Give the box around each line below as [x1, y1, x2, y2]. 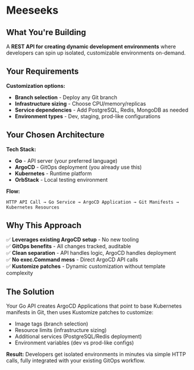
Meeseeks [6, 4, 59, 17]
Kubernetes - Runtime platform [14, 170, 92, 177]
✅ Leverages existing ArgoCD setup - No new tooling [6, 236, 139, 243]
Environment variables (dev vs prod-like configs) [14, 339, 135, 346]
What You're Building [6, 27, 86, 37]
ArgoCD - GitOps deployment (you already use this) [14, 163, 142, 170]
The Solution [6, 286, 55, 297]
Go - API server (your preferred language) [14, 157, 117, 164]
